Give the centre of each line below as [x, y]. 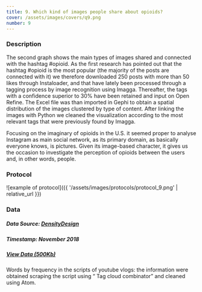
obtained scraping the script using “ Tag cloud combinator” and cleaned [96, 276]
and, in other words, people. [41, 159]
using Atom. [21, 282]
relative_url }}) [24, 194]
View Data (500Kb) [31, 255]
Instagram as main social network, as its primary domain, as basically [93, 139]
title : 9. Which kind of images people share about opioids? [85, 12]
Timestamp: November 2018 [43, 239]
